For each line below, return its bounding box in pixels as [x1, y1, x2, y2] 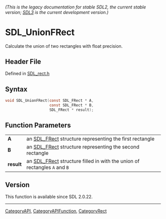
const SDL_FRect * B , [49, 103, 94, 108]
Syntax [5, 85, 28, 93]
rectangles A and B [26, 164, 69, 171]
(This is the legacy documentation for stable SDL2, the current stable [5, 4, 146, 10]
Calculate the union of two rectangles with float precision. [5, 43, 123, 49]
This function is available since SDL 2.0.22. [5, 194, 93, 200]
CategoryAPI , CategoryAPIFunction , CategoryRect [5, 208, 107, 214]
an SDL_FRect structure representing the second [26, 143, 140, 150]
